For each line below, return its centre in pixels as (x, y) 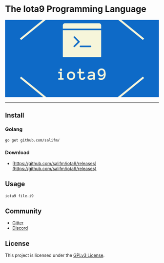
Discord (20, 228)
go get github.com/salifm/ (32, 140)
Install (15, 115)
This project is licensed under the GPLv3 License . (55, 255)
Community (23, 211)
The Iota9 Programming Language (76, 9)
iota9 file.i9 (20, 196)
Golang (14, 129)
